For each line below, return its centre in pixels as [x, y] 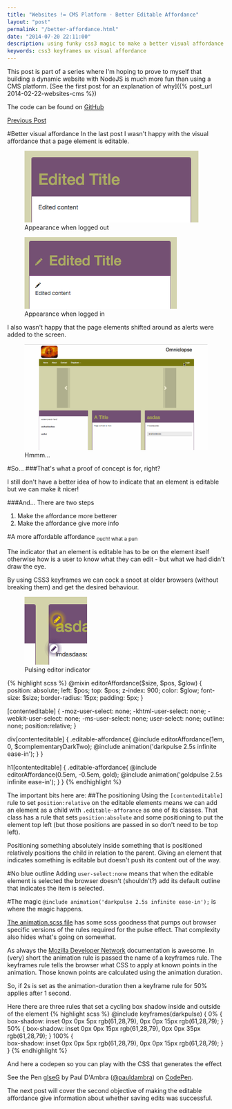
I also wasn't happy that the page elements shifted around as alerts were [110, 327]
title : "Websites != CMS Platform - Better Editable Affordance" [103, 15]
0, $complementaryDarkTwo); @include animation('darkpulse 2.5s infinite [112, 746]
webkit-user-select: [35, 718]
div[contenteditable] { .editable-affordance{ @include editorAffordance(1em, [116, 739]
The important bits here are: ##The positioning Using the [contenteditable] [115, 795]
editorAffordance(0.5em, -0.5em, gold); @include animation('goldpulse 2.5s [115, 775]
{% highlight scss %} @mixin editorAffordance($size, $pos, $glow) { [105, 683]
